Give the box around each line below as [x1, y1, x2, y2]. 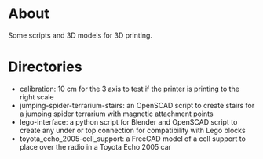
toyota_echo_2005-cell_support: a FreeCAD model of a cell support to [19, 134, 246, 143]
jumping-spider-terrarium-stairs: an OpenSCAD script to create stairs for [19, 100, 255, 110]
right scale [19, 92, 54, 102]
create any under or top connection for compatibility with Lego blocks [19, 125, 246, 135]
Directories [8, 58, 82, 76]
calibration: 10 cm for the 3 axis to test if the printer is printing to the [19, 84, 239, 93]
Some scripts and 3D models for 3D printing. [8, 31, 153, 40]
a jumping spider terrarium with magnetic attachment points [19, 109, 214, 118]
